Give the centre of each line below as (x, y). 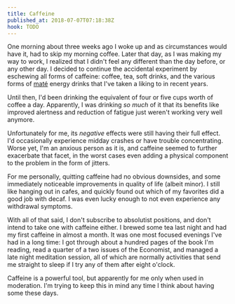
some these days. (33, 293)
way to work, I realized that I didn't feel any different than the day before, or (116, 62)
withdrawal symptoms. (40, 207)
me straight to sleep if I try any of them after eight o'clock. (91, 265)
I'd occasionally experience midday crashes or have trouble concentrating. (115, 141)
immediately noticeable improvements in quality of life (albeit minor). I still (114, 184)
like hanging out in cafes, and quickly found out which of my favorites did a (116, 192)
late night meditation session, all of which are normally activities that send (114, 257)
